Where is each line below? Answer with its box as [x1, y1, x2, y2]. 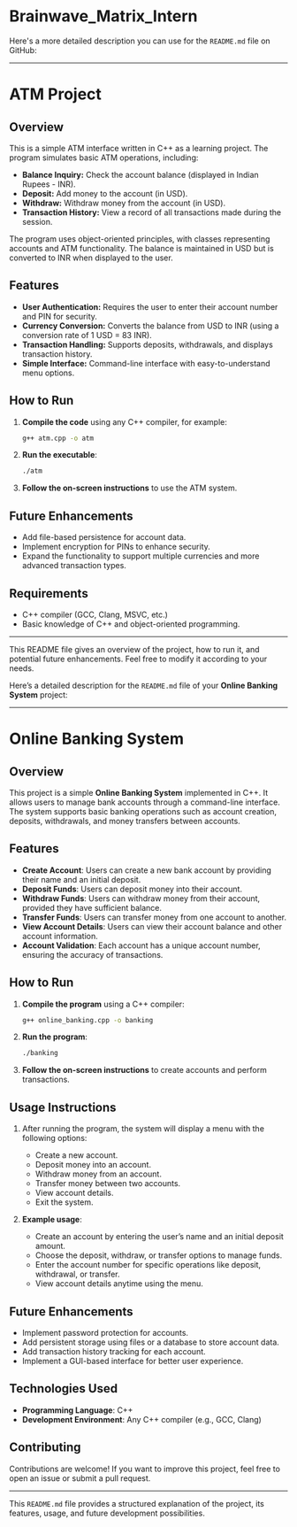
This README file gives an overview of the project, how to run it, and [9, 644, 260, 654]
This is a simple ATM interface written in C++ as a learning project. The [9, 143, 269, 153]
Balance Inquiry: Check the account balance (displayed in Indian [21, 169, 259, 180]
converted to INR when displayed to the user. [9, 252, 174, 263]
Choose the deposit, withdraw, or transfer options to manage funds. [34, 1250, 283, 1261]
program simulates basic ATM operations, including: [9, 152, 199, 163]
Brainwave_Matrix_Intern [9, 6, 198, 27]
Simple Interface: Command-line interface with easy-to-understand [21, 358, 271, 368]
